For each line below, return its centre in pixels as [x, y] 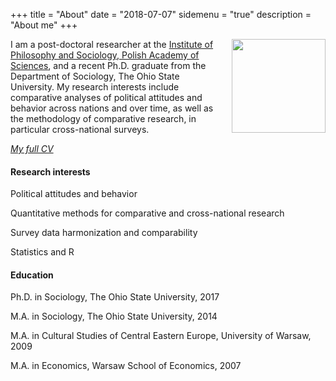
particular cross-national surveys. [80, 129]
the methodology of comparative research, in [103, 118]
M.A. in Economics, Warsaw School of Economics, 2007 [126, 366]
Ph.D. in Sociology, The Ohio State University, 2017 [115, 297]
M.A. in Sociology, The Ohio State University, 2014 [114, 316]
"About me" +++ [44, 25]
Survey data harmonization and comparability [104, 233]
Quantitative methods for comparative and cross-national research [147, 213]
